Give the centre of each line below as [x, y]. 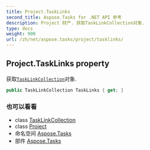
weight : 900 [21, 34]
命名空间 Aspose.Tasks [43, 133]
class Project [31, 126]
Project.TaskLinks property [58, 64]
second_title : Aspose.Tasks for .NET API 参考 [64, 17]
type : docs [20, 28]
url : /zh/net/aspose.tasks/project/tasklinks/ [65, 39]
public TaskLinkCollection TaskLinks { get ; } [65, 90]
